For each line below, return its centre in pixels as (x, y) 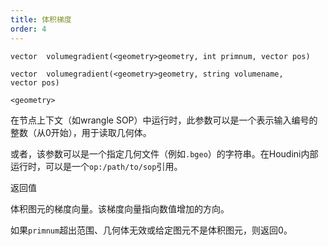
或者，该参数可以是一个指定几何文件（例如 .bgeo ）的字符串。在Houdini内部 (164, 153)
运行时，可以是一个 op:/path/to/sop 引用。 (96, 166)
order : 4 (28, 29)
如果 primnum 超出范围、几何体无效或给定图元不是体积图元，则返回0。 (151, 230)
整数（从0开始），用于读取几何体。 (81, 132)
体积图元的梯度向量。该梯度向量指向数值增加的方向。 (120, 208)
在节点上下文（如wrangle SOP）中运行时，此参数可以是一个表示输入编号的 (164, 120)
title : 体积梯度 (41, 19)
